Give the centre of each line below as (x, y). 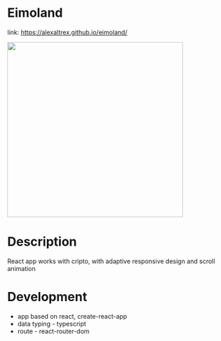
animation (22, 268)
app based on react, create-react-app (72, 316)
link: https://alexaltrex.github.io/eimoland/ (67, 32)
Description (42, 242)
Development (47, 297)
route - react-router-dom (53, 331)
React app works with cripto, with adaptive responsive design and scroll (111, 261)
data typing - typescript (52, 323)
